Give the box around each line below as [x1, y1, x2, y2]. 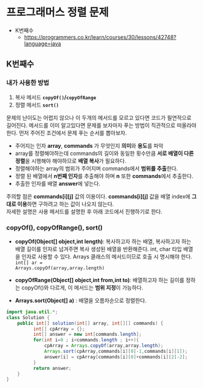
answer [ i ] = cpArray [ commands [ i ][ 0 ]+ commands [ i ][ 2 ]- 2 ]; [44, 353, 188, 360]
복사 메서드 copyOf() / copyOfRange [14, 93, 97, 100]
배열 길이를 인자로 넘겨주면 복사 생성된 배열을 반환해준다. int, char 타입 [14, 245, 182, 252]
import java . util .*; [6, 309, 59, 315]
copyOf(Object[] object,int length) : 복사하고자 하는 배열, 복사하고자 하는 [14, 237, 192, 245]
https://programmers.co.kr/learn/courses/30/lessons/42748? [24, 33, 176, 41]
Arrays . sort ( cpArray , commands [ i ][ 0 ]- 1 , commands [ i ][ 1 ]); [44, 349, 188, 355]
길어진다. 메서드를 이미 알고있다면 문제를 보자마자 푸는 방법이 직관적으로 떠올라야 [6, 122, 197, 129]
